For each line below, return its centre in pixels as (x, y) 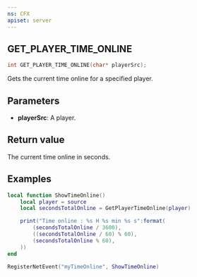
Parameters (34, 100)
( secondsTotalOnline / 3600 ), (77, 228)
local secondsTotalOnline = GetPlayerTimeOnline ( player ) (106, 209)
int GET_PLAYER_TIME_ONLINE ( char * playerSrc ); (77, 65)
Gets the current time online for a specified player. (80, 79)
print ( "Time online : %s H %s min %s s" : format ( (93, 221)
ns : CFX (19, 14)
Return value (36, 140)
